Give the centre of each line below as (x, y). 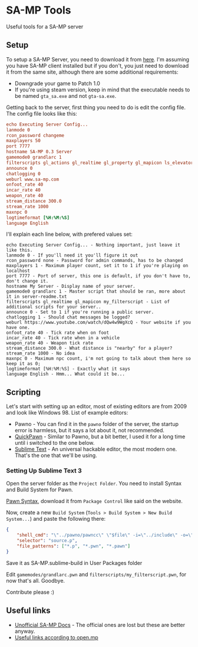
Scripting (24, 392)
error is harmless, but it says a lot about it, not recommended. (90, 431)
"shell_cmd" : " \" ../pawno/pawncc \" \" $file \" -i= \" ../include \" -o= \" (105, 535)
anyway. (25, 631)
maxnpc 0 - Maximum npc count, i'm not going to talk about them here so (99, 359)
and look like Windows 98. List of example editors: (67, 413)
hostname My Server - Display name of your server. (71, 287)
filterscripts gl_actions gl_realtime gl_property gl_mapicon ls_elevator (100, 163)
